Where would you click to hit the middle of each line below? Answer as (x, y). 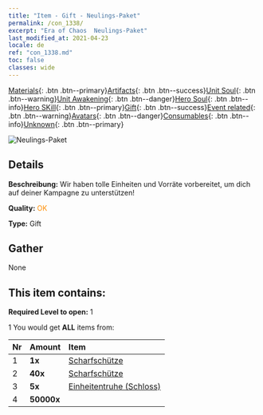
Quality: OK (28, 207)
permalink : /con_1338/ (46, 23)
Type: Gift (25, 223)
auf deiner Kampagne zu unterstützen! (72, 192)
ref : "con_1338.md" (41, 53)
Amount (45, 347)
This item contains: (57, 292)
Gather (26, 248)
